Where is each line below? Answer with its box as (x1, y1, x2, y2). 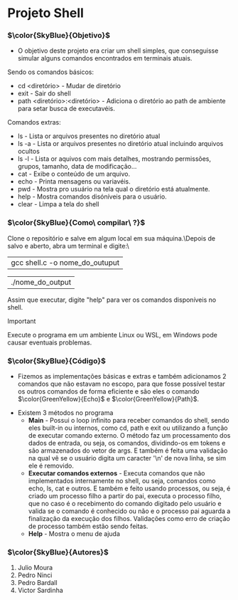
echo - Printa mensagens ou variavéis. (17, 177, 131, 186)
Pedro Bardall (17, 579, 58, 587)
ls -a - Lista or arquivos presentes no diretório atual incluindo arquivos (17, 140, 224, 148)
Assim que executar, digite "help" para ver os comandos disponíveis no (7, 295, 217, 304)
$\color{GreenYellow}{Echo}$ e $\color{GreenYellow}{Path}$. (17, 395, 200, 404)
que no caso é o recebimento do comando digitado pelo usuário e (28, 500, 222, 508)
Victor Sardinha (17, 586, 64, 595)
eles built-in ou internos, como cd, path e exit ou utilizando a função (28, 423, 228, 432)
